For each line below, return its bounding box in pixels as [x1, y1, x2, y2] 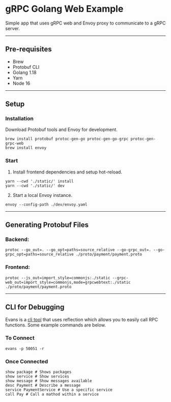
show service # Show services [5, 374, 70, 379]
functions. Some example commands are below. [5, 322, 106, 328]
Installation [5, 115, 34, 122]
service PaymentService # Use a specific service [5, 387, 113, 393]
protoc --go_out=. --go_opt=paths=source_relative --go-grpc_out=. [5, 247, 152, 253]
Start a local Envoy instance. [12, 192, 73, 198]
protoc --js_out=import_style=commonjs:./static [5, 275, 110, 281]
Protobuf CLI [12, 64, 40, 70]
